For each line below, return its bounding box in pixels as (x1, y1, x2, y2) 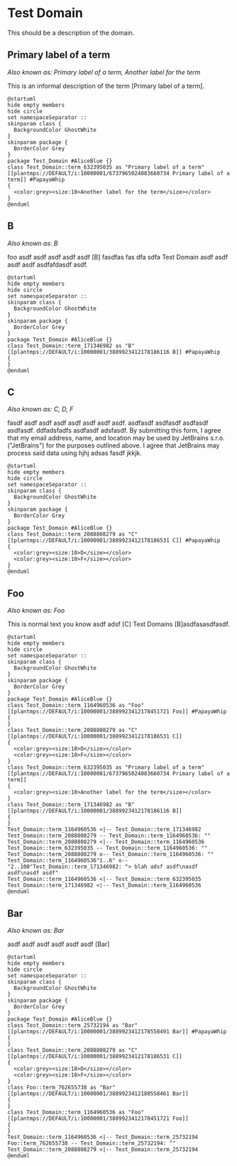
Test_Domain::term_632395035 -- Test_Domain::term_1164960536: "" (7, 845, 208, 852)
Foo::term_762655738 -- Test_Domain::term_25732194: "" (7, 1140, 176, 1147)
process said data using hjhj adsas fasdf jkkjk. (7, 449, 142, 457)
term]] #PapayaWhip (7, 176, 65, 183)
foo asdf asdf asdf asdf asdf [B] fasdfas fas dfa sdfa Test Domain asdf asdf (7, 252, 228, 261)
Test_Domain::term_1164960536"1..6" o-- (7, 857, 129, 865)
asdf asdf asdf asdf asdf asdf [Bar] (7, 940, 110, 948)
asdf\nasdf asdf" (7, 870, 59, 877)
